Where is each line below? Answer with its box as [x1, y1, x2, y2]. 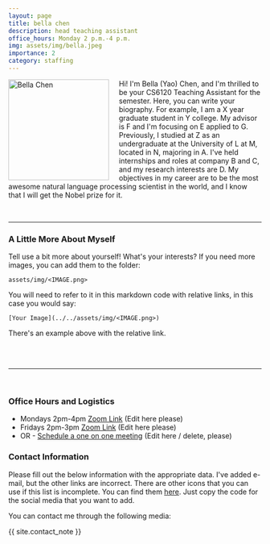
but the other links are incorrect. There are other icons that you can [25, 478, 249, 488]
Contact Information [8, 451, 90, 463]
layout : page [8, 11, 52, 20]
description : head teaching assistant [8, 27, 138, 35]
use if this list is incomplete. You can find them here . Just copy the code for [8, 487, 259, 496]
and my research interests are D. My [119, 164, 239, 174]
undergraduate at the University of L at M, [119, 139, 258, 148]
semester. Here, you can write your [119, 96, 235, 106]
